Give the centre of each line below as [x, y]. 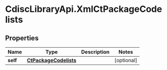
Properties [22, 38]
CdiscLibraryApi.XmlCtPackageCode [84, 9]
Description [95, 52]
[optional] [126, 60]
